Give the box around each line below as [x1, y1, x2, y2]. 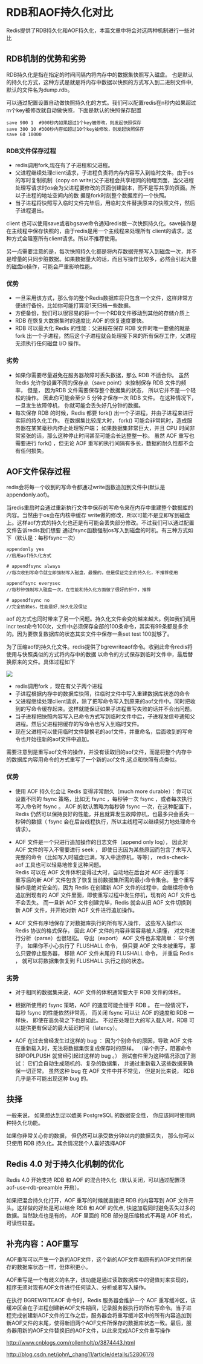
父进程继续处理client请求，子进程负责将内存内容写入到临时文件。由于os [14, 169, 194, 176]
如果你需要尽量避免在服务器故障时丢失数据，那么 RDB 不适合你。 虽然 [14, 371, 189, 378]
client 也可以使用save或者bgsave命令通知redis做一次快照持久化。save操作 [6, 220, 192, 227]
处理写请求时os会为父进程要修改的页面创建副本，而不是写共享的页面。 [14, 184, 191, 191]
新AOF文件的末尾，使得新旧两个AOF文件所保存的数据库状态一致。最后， [6, 1319, 187, 1326]
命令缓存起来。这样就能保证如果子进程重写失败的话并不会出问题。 [31, 705, 195, 713]
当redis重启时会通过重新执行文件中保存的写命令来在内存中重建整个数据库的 [6, 504, 193, 512]
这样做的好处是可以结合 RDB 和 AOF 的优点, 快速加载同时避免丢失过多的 [16, 1204, 196, 1211]
